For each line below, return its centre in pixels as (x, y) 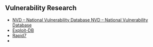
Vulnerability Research (41, 8)
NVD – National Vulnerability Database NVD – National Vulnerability (80, 20)
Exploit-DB (23, 30)
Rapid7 (19, 35)
